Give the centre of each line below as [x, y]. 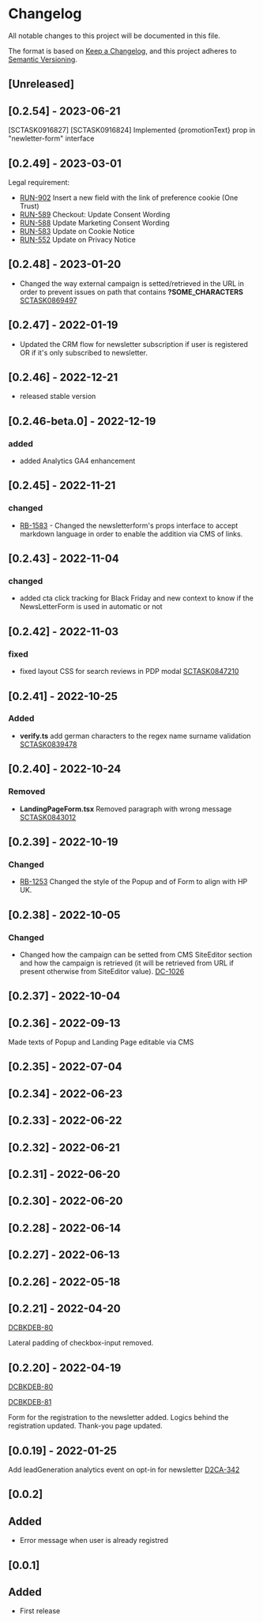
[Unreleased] [41, 84]
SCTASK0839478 [48, 744]
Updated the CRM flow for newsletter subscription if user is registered [134, 344]
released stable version [58, 397]
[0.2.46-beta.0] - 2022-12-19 [82, 421]
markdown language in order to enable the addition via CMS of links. [131, 533]
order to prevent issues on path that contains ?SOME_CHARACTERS [131, 292]
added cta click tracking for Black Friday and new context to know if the [137, 598]
